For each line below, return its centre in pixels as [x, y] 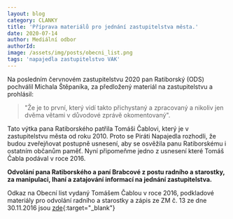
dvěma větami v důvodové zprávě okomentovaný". [97, 115]
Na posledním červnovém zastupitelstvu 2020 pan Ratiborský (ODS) [106, 79]
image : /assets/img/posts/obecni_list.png [70, 53]
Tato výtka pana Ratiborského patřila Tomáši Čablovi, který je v [98, 128]
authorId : [22, 46]
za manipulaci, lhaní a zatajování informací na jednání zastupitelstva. [110, 179]
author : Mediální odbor [42, 40]
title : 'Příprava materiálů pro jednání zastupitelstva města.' [103, 27]
